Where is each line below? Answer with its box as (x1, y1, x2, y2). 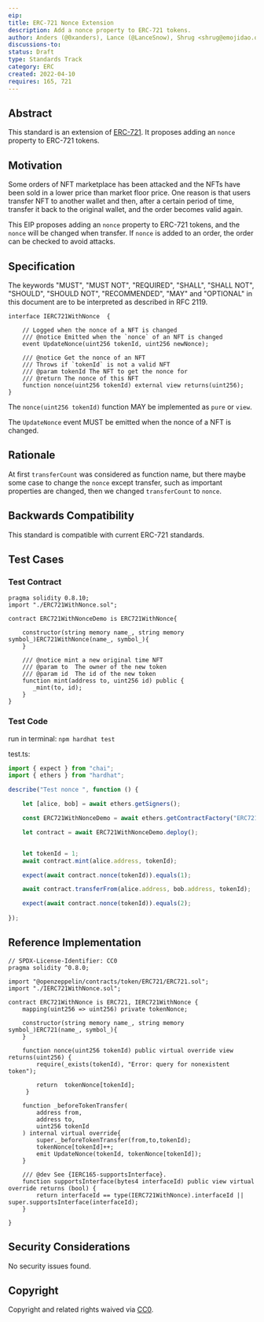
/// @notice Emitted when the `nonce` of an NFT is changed (22, 332, 223, 341)
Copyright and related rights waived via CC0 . (8, 1305, 154, 1314)
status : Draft (8, 48, 55, 56)
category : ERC (8, 63, 55, 71)
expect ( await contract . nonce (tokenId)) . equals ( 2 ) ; (22, 900, 192, 908)
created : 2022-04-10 (8, 70, 76, 78)
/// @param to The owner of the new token (22, 663, 167, 671)
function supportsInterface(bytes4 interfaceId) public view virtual (22, 1177, 255, 1186)
